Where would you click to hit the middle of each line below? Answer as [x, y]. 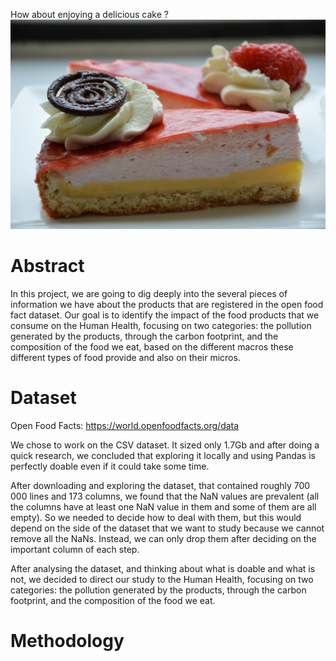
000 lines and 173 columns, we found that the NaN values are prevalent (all [165, 496]
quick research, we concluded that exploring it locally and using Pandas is [163, 455]
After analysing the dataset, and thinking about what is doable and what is [163, 568]
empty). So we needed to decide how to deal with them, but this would [156, 517]
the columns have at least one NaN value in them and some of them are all [163, 506]
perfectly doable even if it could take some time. [110, 466]
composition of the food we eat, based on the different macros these [152, 346]
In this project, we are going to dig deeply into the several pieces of [149, 293]
